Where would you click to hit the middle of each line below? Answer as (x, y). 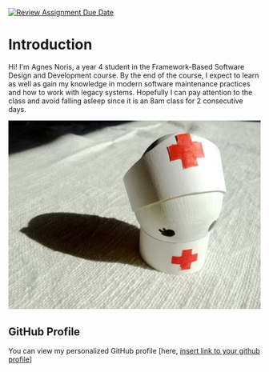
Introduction (50, 45)
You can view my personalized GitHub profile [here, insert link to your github (134, 351)
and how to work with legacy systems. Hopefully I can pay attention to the (130, 92)
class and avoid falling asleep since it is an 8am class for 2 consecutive (126, 101)
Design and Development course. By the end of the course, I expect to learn (134, 75)
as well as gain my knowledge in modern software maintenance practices (129, 83)
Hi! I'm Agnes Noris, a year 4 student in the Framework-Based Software (126, 66)
